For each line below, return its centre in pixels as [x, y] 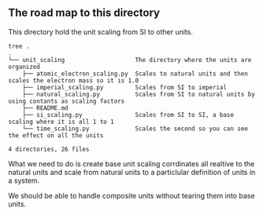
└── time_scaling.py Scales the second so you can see [135, 129]
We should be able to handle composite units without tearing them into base [131, 195]
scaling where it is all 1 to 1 [61, 122]
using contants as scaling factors [67, 101]
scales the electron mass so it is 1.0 [74, 80]
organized [24, 67]
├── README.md [45, 108]
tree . [19, 46]
